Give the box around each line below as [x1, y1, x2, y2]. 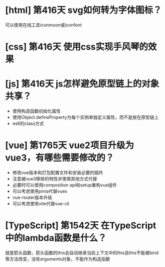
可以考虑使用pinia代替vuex [12, 188, 67, 194]
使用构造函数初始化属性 [12, 108, 61, 114]
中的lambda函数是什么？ [5, 232, 107, 244]
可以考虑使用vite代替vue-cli [12, 201, 70, 206]
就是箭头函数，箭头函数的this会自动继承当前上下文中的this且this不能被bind [5, 250, 159, 256]
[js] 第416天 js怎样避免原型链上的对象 [5, 78, 160, 89]
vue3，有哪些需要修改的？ [5, 152, 114, 164]
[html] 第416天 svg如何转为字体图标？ [5, 4, 162, 16]
